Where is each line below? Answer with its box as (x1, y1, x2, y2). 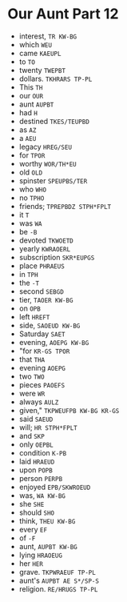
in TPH (18, 269, 38, 279)
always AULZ (18, 397, 59, 407)
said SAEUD (18, 414, 54, 423)
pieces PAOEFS (18, 379, 65, 389)
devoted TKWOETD (18, 235, 73, 245)
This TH (18, 82, 43, 92)
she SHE (18, 499, 45, 508)
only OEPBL (18, 439, 54, 449)
